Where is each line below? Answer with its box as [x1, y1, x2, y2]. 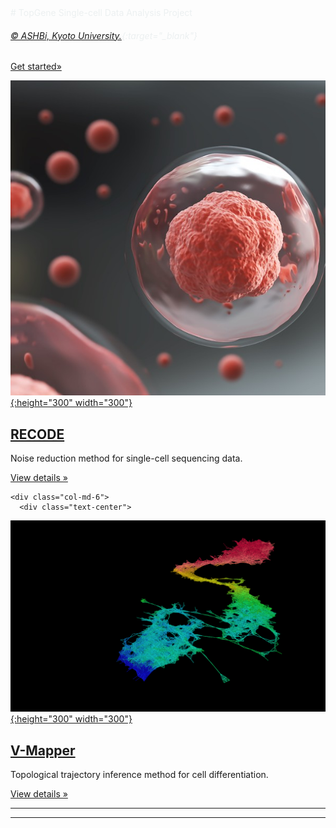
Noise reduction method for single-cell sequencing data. [10, 452, 243, 465]
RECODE [10, 426, 65, 443]
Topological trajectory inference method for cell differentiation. [10, 768, 269, 780]
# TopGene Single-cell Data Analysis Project [10, 7, 193, 18]
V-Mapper [10, 742, 76, 759]
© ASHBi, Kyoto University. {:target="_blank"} [10, 29, 198, 41]
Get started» [10, 61, 62, 73]
